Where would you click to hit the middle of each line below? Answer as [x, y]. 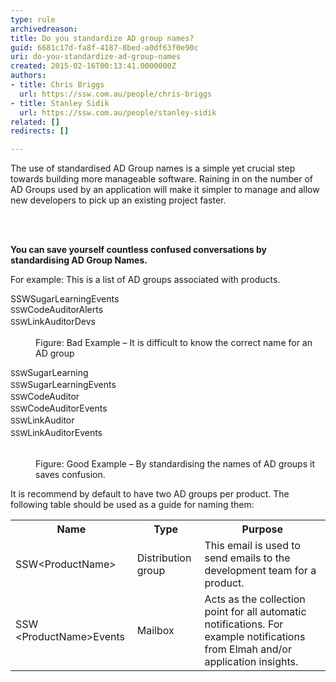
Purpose [262, 529]
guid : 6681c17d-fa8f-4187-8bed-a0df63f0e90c [104, 47]
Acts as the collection [255, 599]
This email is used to [252, 545]
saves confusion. [70, 474]
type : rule [33, 19]
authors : [28, 76]
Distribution [164, 558]
